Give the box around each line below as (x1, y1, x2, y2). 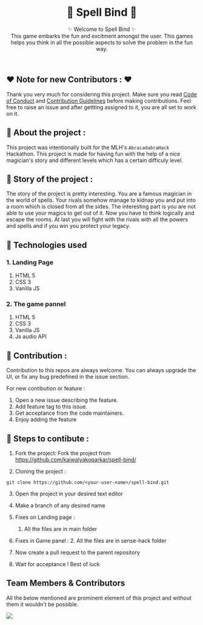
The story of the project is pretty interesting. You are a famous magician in (6, 190, 192, 198)
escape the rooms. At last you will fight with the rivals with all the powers (6, 216, 188, 223)
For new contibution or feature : (6, 385, 85, 392)
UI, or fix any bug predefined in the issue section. (6, 373, 130, 381)
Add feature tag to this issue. (15, 403, 88, 410)
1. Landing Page (6, 258, 53, 266)
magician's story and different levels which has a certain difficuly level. (6, 156, 184, 164)
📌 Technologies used (6, 239, 87, 250)
